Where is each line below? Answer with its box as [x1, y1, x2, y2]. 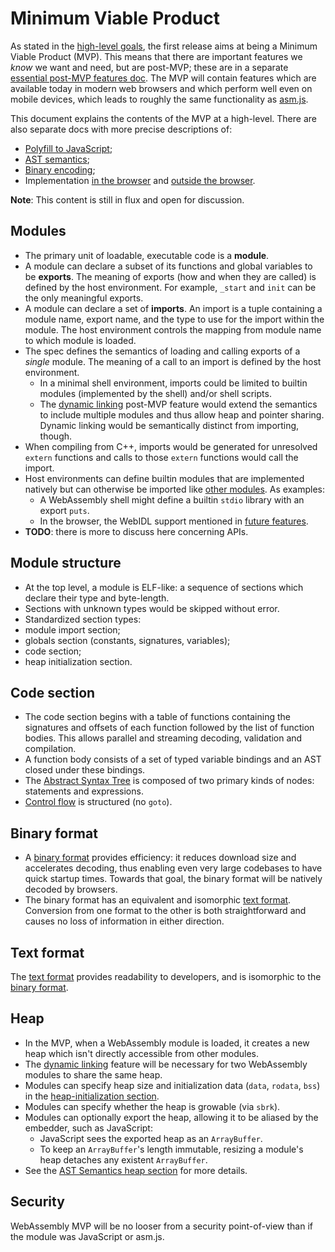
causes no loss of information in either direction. [24, 915, 225, 927]
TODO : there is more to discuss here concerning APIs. [24, 525, 249, 537]
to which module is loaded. [24, 334, 137, 346]
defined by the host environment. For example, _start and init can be [24, 281, 317, 293]
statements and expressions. [24, 785, 144, 797]
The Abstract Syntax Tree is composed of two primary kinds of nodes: [24, 775, 315, 787]
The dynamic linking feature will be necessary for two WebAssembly [24, 1058, 308, 1070]
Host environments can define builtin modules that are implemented [24, 472, 305, 484]
